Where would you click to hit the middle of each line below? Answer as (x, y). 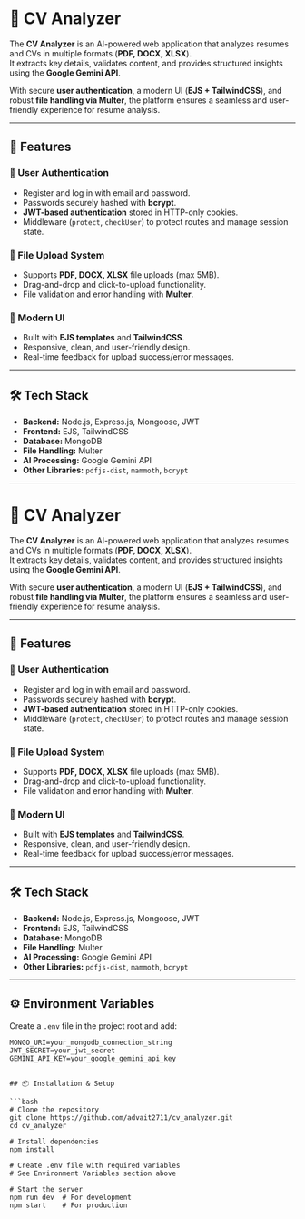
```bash (24, 1102)
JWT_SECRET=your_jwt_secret (63, 1051)
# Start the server (46, 1189)
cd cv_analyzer (38, 1125)
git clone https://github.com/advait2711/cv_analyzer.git (121, 1117)
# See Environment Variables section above (93, 1173)
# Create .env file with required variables (95, 1165)
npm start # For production (69, 1205)
